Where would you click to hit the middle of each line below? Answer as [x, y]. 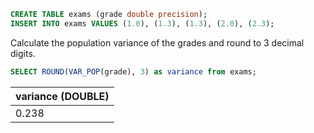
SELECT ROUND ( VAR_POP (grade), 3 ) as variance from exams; [133, 71]
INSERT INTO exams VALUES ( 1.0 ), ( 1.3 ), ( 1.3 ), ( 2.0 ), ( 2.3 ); [142, 23]
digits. [23, 53]
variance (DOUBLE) [62, 96]
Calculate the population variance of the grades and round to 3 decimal [157, 42]
